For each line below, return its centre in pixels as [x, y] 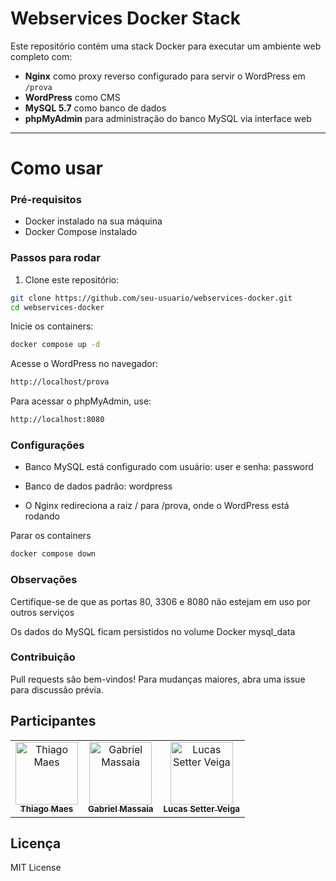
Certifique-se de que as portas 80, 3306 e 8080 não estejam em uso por [161, 601]
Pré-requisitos [46, 200]
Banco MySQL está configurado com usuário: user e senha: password [169, 467]
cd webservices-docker [57, 307]
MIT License [36, 868]
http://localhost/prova [60, 382]
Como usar [57, 168]
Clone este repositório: [72, 279]
